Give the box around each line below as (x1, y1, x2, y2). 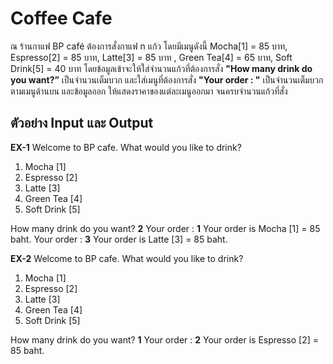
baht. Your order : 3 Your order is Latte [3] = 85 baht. (10, 233, 228, 245)
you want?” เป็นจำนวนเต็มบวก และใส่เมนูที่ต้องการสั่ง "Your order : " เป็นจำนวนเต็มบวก (10, 73, 324, 86)
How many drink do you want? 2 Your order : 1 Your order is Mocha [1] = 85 (10, 222, 321, 234)
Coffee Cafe (10, 7, 113, 30)
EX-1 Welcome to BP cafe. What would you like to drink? (10, 141, 242, 153)
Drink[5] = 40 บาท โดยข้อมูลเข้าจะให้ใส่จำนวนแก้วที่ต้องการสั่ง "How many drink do (10, 62, 313, 74)
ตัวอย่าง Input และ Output (10, 115, 154, 132)
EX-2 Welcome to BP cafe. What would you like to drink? (10, 252, 244, 264)
